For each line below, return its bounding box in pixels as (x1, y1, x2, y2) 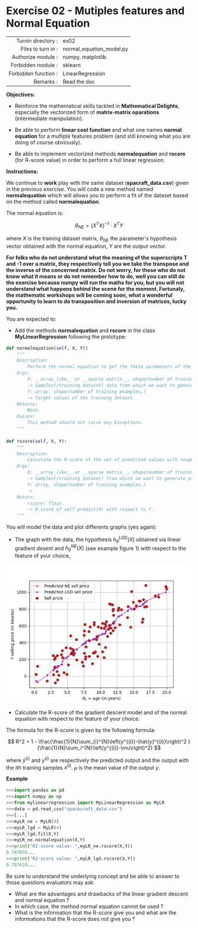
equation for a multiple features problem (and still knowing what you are (14, 132, 190, 140)
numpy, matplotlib (62, 54, 107, 61)
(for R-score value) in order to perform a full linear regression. (14, 157, 166, 164)
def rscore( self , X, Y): (6, 438, 67, 444)
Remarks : (33, 78, 58, 85)
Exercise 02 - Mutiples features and (6, 4, 185, 18)
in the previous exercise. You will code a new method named (6, 185, 153, 193)
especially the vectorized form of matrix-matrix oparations (14, 109, 160, 116)
